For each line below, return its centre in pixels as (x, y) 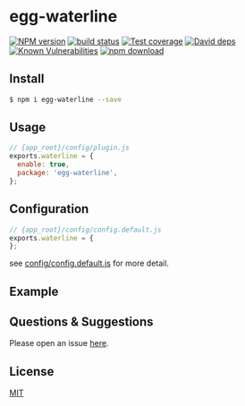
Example (34, 291)
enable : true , (43, 165)
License (32, 372)
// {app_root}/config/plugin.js (69, 148)
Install (27, 79)
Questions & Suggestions (81, 322)
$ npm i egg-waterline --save (66, 99)
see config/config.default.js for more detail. (89, 263)
